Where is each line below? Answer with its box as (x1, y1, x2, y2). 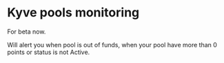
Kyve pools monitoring (7, 5, 140, 21)
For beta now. (7, 27, 46, 36)
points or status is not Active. (7, 48, 90, 56)
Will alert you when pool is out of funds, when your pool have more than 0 (7, 40, 217, 49)
